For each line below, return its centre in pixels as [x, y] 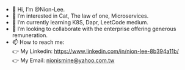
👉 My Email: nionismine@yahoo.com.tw [63, 60]
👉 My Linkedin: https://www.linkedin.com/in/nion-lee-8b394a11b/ [95, 51]
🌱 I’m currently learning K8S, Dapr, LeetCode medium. [80, 22]
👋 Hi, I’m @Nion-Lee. [38, 9]
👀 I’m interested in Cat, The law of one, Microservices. [80, 16]
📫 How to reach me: [38, 42]
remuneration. [30, 35]
